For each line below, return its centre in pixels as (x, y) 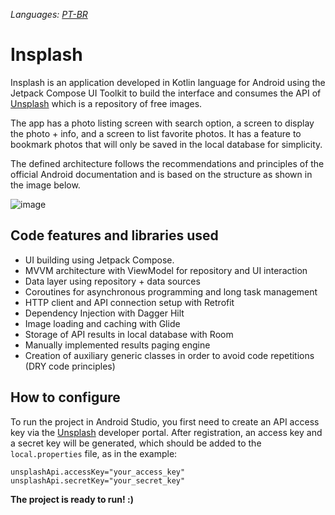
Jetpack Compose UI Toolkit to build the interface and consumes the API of (166, 93)
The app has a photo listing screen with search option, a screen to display (162, 123)
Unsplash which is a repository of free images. (106, 103)
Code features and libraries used (114, 235)
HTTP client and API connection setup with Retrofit (129, 302)
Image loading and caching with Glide (102, 323)
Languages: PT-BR (49, 14)
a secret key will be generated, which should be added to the (136, 443)
